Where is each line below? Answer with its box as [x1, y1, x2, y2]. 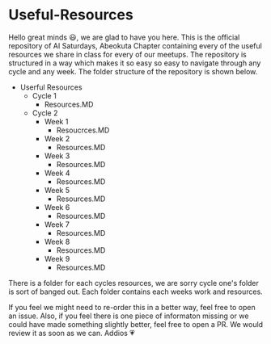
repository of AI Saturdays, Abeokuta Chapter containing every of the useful [8, 40, 263, 50]
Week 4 [44, 168, 70, 178]
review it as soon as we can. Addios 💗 [8, 328, 135, 338]
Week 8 [44, 237, 70, 246]
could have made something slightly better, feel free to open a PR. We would [8, 319, 264, 329]
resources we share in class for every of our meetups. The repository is [8, 49, 247, 59]
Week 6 [44, 202, 70, 212]
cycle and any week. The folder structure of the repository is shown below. [8, 66, 258, 76]
